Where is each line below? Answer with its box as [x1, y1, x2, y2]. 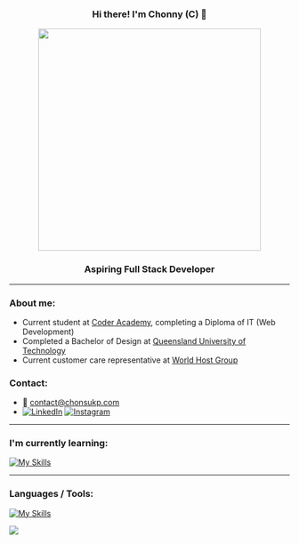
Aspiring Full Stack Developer [84, 263, 215, 276]
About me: [9, 297, 56, 309]
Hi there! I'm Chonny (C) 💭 [92, 8, 207, 20]
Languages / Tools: [9, 488, 94, 500]
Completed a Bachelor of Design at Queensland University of [21, 335, 246, 346]
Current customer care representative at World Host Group [21, 355, 238, 365]
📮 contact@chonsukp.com [21, 397, 120, 408]
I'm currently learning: [9, 437, 109, 450]
